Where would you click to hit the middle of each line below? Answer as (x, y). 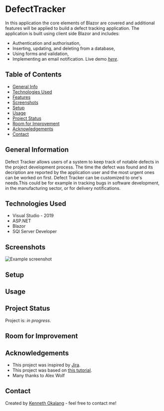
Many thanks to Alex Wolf (39, 375)
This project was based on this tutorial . (52, 370)
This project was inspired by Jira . (46, 365)
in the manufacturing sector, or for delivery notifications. (63, 188)
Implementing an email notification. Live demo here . (65, 59)
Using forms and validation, (41, 54)
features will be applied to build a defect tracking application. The (72, 28)
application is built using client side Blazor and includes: (63, 33)
